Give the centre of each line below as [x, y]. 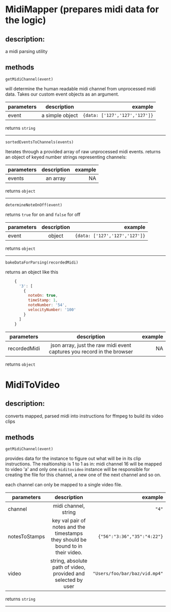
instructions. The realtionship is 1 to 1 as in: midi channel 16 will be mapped [83, 464]
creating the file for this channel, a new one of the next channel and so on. [83, 475]
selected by [69, 580]
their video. [69, 553]
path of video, [69, 567]
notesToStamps [26, 536]
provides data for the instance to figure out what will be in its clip [73, 459]
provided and [69, 574]
